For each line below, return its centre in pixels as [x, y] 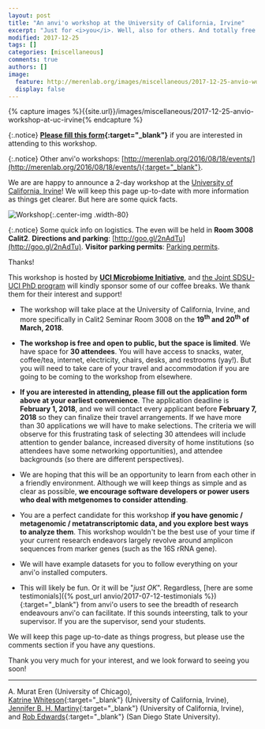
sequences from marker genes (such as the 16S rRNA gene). [118, 549]
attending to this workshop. [52, 144]
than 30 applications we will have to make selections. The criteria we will [138, 426]
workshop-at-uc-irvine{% [50, 120]
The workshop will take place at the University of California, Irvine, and [135, 310]
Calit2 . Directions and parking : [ [62, 239]
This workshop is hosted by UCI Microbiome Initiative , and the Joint [119, 278]
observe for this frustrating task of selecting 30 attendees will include [132, 434]
